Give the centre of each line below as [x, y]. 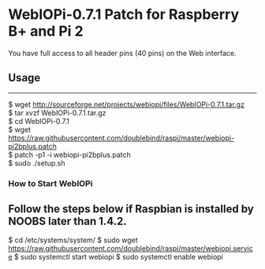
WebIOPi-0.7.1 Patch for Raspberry [124, 15]
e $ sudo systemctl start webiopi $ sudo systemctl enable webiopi [116, 257]
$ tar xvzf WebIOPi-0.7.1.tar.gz [57, 113]
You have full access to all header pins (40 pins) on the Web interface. [122, 53]
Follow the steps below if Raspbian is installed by [131, 209]
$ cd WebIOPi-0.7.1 [39, 121]
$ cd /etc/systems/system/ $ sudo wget [73, 240]
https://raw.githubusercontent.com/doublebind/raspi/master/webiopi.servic [131, 248]
